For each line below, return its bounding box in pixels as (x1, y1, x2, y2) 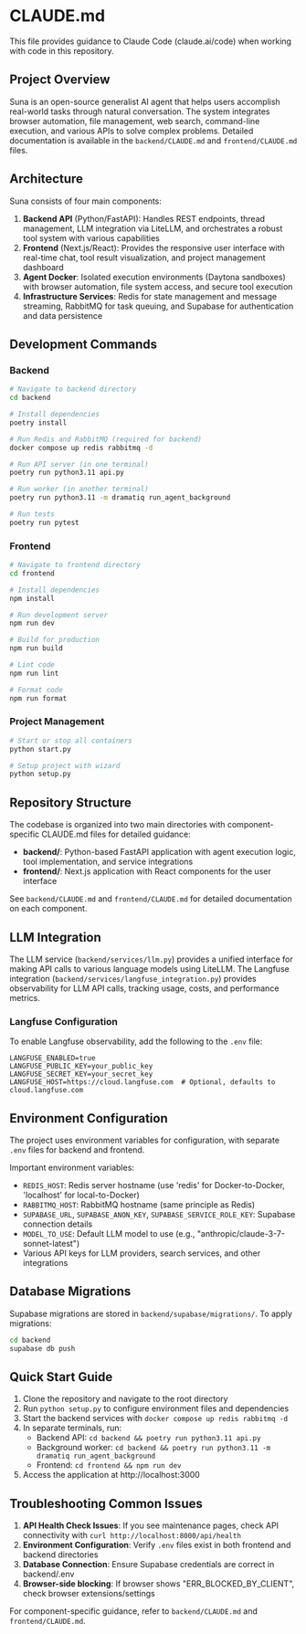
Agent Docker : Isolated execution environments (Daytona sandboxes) (22, 271, 286, 282)
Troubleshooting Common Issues (9, 1495, 203, 1512)
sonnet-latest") (22, 1239, 80, 1249)
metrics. (9, 992, 41, 1003)
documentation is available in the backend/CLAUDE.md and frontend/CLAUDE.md (9, 134, 298, 146)
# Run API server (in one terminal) (9, 459, 149, 469)
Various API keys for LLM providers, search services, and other (22, 1248, 261, 1259)
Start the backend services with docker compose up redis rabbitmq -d (22, 1413, 289, 1424)
